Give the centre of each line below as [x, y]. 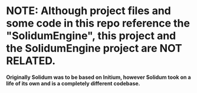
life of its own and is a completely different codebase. [73, 83]
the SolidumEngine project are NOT [94, 49]
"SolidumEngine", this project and [91, 36]
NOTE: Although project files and [88, 11]
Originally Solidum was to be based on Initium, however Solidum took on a [98, 77]
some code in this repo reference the [98, 23]
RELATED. [31, 61]
